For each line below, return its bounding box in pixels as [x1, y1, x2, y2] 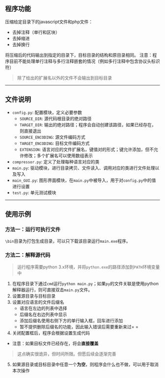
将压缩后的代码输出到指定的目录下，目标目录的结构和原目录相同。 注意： [5, 52, 153, 58]
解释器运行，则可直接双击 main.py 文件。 [12, 287, 92, 293]
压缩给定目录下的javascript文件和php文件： [5, 19, 93, 25]
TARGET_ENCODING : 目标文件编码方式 [19, 140, 90, 146]
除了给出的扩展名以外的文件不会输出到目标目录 [17, 75, 112, 80]
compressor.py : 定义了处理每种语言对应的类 [12, 158, 100, 164]
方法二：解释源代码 [5, 252, 51, 259]
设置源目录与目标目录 [12, 293, 55, 299]
